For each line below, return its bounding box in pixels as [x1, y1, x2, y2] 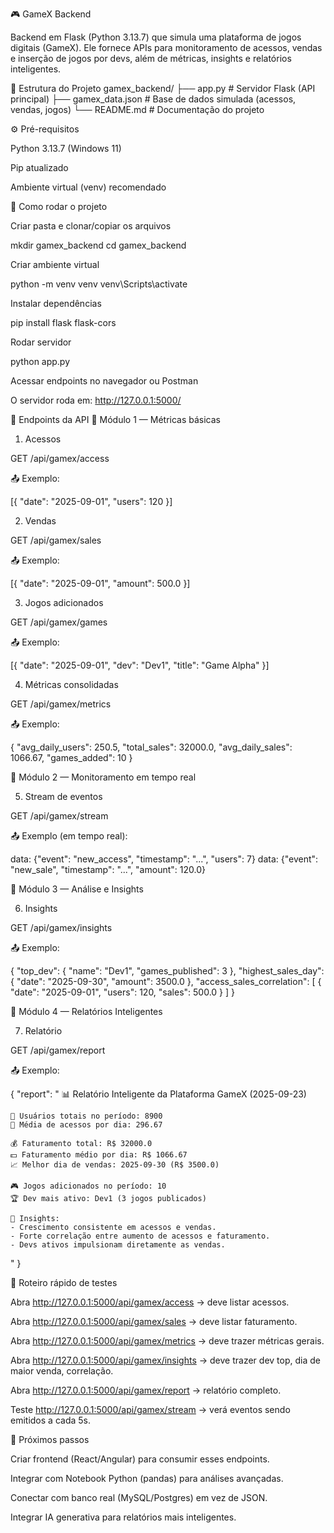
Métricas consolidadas [24, 679, 119, 690]
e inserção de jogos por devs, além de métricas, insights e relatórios [10, 53, 292, 64]
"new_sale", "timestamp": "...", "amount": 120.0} [10, 864, 206, 875]
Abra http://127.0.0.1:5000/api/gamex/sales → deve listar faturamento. [10, 1316, 298, 1327]
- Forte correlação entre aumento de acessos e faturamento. [10, 1231, 271, 1241]
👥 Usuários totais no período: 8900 [10, 1111, 163, 1121]
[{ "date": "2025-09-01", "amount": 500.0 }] [10, 578, 191, 589]
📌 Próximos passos [10, 1434, 90, 1445]
